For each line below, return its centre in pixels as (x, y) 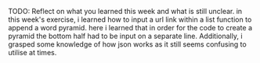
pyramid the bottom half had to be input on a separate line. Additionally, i (125, 36)
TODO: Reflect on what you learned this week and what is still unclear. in (125, 11)
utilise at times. (32, 52)
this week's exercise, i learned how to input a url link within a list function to (130, 19)
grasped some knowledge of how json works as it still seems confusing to (127, 44)
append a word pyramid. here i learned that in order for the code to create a (130, 28)
